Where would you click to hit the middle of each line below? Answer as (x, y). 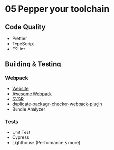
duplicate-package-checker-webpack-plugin (57, 104)
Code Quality (25, 27)
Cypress (20, 137)
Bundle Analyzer (28, 109)
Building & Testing (33, 64)
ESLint (18, 49)
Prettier (19, 38)
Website (20, 88)
